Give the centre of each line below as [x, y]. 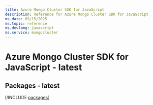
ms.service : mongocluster [31, 33]
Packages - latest [32, 86]
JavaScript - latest [44, 68]
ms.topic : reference [26, 23]
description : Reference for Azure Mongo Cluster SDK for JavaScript [77, 14]
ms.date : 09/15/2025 [26, 19]
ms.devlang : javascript [30, 28]
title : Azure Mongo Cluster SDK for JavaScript [55, 10]
